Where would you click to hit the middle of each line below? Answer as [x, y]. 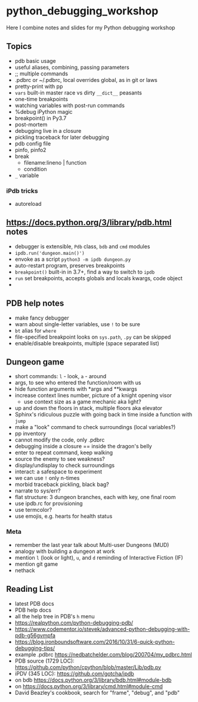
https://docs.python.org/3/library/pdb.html [89, 223]
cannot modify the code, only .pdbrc [60, 440]
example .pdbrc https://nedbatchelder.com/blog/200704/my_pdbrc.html [103, 654]
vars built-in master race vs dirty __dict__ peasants [78, 92]
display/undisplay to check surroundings [65, 466]
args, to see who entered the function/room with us [78, 383]
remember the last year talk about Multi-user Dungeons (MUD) [92, 545]
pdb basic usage [35, 60]
